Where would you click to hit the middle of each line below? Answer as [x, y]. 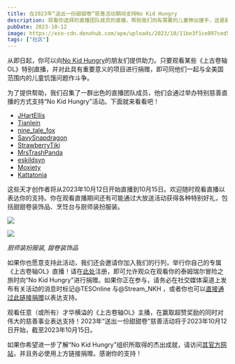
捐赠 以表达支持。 [56, 298]
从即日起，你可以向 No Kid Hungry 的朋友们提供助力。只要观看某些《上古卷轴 [117, 61]
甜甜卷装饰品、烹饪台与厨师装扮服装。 [68, 207]
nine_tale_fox [36, 131]
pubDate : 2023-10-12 [37, 27]
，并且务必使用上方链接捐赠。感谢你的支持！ [78, 354]
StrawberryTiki [39, 145]
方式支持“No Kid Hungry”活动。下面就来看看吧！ [89, 101]
